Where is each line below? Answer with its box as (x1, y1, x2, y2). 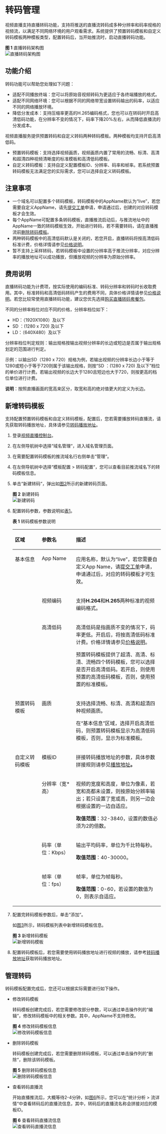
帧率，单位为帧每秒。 (76, 873, 126, 880)
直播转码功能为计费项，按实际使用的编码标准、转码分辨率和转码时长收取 (5, 284, 152, 290)
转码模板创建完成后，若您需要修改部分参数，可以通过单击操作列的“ (12, 1007, 149, 1012)
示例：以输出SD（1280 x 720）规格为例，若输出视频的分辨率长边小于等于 (5, 357, 155, 363)
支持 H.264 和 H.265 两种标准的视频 (76, 597, 155, 604)
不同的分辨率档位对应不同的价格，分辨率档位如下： (5, 306, 109, 312)
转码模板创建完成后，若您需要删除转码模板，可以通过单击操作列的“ (12, 1050, 149, 1056)
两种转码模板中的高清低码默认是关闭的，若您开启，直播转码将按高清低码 (12, 235, 160, 241)
